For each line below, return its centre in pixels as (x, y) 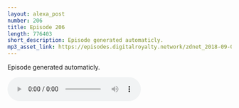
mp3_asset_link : (31, 47)
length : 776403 (30, 34)
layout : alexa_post (36, 14)
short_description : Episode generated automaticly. (85, 40)
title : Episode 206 (36, 27)
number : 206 (25, 21)
